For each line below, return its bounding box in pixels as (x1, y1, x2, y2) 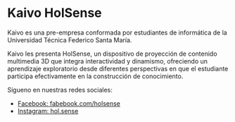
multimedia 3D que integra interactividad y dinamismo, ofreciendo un (7, 56, 208, 65)
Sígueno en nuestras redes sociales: (7, 85, 113, 94)
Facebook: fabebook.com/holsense (17, 99, 121, 107)
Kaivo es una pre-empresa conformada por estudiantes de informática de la (7, 28, 227, 37)
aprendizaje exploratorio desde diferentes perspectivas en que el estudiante (7, 64, 229, 73)
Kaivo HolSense (7, 5, 102, 21)
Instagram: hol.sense (17, 106, 79, 115)
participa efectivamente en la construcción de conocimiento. (7, 72, 184, 80)
